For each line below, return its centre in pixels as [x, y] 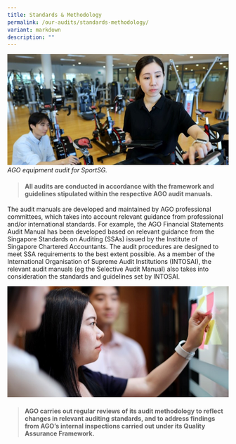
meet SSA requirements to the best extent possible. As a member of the [111, 254]
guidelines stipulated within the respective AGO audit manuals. [118, 194]
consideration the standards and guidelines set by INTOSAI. [94, 277]
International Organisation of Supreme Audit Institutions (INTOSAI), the [110, 262]
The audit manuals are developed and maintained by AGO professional [110, 209]
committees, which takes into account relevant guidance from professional [115, 217]
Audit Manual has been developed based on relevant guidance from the [111, 231]
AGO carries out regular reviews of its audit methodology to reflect [124, 411]
